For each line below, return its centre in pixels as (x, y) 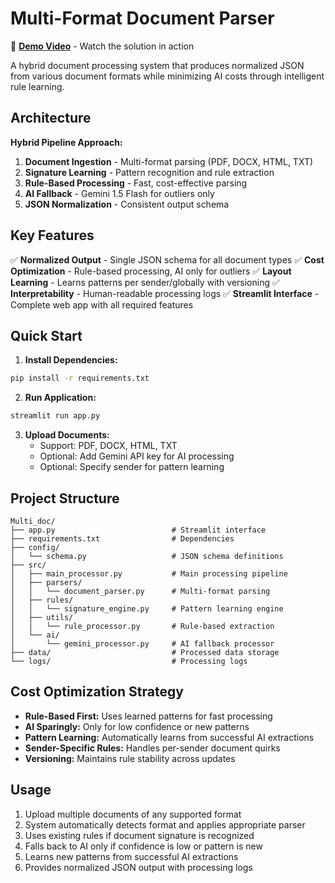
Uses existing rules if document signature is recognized (139, 835)
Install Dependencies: (71, 360)
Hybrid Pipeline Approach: (66, 142)
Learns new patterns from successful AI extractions (131, 856)
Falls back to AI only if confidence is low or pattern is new (143, 846)
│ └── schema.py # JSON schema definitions (147, 556)
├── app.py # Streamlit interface (138, 530)
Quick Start (46, 335)
